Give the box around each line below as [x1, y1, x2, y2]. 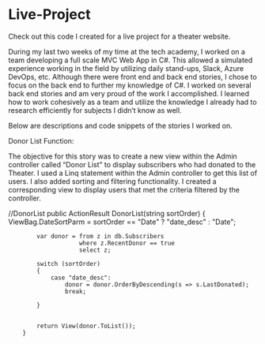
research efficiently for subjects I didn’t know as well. [8, 105, 182, 115]
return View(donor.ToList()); [36, 322, 136, 330]
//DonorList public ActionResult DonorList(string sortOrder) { [8, 208, 206, 218]
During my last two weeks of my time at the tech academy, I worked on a [8, 47, 245, 56]
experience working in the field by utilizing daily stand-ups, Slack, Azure [8, 63, 244, 73]
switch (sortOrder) [36, 260, 101, 267]
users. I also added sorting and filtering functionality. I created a [8, 176, 217, 186]
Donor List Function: [8, 136, 74, 145]
